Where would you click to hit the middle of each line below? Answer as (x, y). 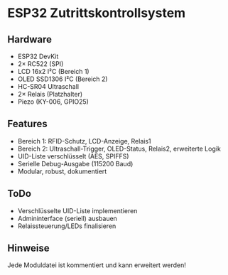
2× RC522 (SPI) (40, 64)
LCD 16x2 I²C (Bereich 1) (54, 71)
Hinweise (28, 248)
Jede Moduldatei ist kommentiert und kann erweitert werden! (97, 265)
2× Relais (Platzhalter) (50, 94)
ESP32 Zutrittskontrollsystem (97, 13)
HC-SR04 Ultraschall (48, 86)
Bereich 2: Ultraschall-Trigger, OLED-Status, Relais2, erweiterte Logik (119, 149)
